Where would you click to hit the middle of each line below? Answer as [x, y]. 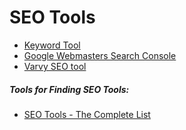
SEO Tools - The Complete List [87, 114]
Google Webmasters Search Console [100, 55]
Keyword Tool [52, 45]
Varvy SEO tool [55, 66]
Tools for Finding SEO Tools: [69, 89]
